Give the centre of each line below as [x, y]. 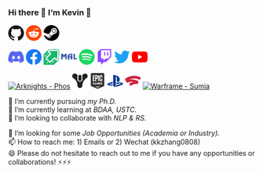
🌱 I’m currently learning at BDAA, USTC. [73, 110]
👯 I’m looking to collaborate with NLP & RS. [77, 118]
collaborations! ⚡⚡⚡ [40, 162]
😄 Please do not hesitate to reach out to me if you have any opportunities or [131, 153]
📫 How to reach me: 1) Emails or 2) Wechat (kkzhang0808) [104, 142]
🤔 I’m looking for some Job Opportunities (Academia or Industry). [114, 133]
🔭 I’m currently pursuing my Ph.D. [62, 102]
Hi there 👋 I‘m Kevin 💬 [50, 13]
